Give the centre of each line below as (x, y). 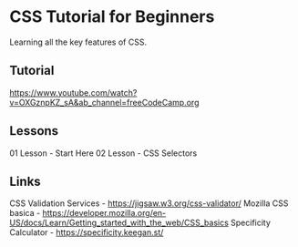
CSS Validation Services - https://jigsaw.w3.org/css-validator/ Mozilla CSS (149, 203)
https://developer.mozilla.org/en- (104, 213)
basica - (25, 213)
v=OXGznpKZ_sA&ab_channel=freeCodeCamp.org (104, 102)
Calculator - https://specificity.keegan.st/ (87, 232)
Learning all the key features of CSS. (78, 42)
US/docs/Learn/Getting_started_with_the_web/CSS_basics (119, 223)
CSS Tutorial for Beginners (112, 17)
